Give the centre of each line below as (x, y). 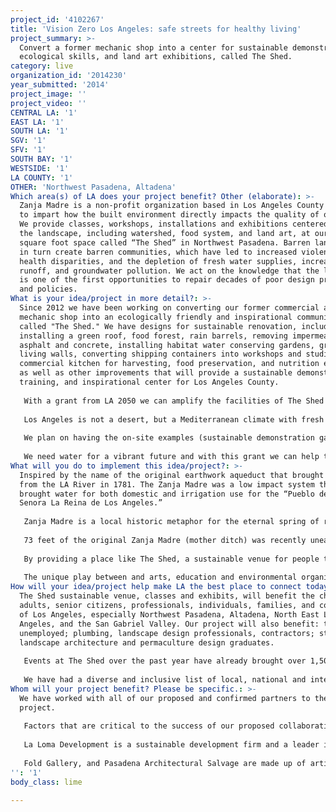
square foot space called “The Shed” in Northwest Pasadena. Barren (165, 242)
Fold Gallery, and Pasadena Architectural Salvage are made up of (165, 763)
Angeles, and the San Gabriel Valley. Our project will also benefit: (169, 624)
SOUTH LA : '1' (40, 131)
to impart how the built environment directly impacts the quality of (169, 215)
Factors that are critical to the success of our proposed (149, 726)
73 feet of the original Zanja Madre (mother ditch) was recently (165, 540)
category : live (42, 66)
